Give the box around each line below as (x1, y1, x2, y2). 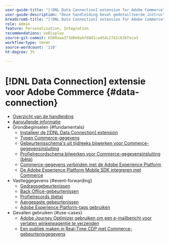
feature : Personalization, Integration (5, 26, 89, 31)
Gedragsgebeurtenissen (20, 183, 70, 189)
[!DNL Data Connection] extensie (5, 75, 146, 87)
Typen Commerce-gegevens (20, 135, 80, 141)
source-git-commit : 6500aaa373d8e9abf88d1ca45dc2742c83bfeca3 (5, 36, 138, 41)
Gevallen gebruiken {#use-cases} (12, 210, 82, 216)
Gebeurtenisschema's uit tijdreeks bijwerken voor (20, 140, 123, 146)
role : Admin (5, 21, 30, 27)
